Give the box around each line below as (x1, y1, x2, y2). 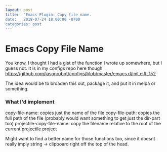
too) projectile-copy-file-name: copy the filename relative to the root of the (5, 121, 161, 127)
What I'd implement (5, 98, 55, 106)
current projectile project (5, 126, 57, 132)
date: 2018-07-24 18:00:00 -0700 (5, 17, 80, 22)
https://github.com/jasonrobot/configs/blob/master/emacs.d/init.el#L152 (5, 71, 156, 77)
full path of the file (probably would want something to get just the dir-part (5, 115, 160, 121)
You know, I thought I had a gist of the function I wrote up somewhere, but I (5, 60, 162, 66)
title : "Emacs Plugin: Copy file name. (5, 12, 92, 17)
